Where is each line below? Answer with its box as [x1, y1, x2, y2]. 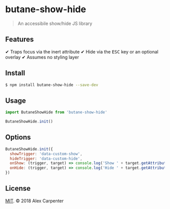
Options [5, 133, 31, 142]
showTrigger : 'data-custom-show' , [10, 151, 82, 156]
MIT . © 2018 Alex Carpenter [5, 197, 64, 204]
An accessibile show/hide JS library [17, 20, 93, 26]
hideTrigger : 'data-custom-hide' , [10, 156, 82, 161]
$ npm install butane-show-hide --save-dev [5, 82, 99, 87]
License [5, 184, 31, 193]
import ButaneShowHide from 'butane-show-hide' [5, 110, 108, 115]
